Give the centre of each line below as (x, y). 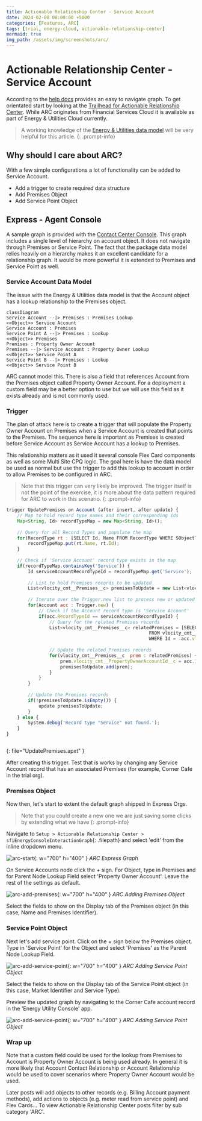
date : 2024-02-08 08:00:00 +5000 (48, 17)
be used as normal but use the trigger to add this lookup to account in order (100, 468)
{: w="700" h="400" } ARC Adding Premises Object (121, 894)
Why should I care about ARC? (64, 155)
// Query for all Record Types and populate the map (84, 532)
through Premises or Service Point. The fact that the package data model (97, 247)
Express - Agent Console (54, 220)
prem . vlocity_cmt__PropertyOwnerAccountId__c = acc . (127, 661)
